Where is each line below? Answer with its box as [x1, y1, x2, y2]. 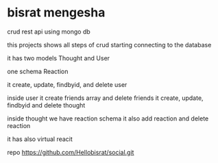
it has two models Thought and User [7, 53, 110, 62]
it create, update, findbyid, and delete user [7, 80, 128, 88]
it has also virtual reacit [7, 135, 73, 143]
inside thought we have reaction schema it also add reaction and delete [7, 114, 209, 123]
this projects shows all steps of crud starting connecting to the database [7, 40, 212, 49]
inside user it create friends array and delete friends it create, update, [7, 94, 204, 102]
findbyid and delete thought [7, 101, 86, 109]
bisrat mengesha [7, 5, 106, 21]
